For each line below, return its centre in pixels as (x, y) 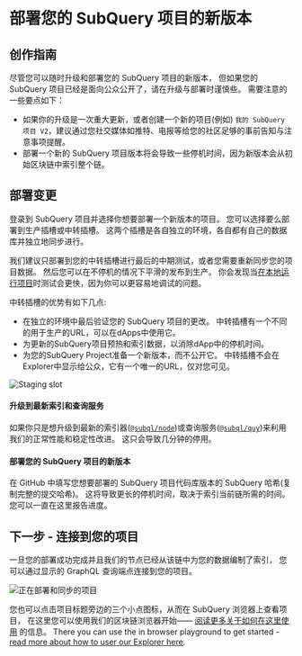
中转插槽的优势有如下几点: (58, 301)
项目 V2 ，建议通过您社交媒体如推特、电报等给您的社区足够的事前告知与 (153, 130)
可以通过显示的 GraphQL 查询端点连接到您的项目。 (103, 571)
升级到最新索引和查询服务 (57, 406)
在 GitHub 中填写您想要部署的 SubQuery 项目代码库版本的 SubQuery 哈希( (147, 483)
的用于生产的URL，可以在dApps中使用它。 (101, 332)
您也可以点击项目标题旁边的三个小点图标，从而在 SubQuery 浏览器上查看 (145, 609)
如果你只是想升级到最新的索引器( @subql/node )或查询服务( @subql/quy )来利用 (148, 427)
